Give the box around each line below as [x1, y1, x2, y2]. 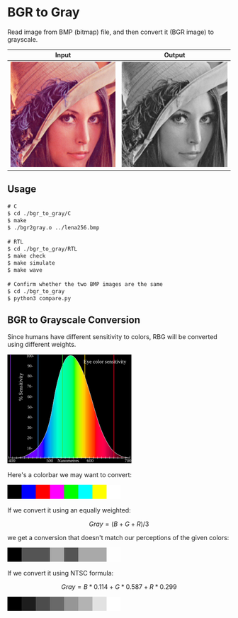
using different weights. [7, 341, 76, 349]
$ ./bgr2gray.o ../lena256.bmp [7, 224, 100, 231]
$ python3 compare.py [7, 294, 72, 302]
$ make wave [7, 266, 42, 273]
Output [164, 51, 186, 59]
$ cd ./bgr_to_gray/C [7, 210, 72, 217]
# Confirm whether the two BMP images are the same [7, 280, 163, 287]
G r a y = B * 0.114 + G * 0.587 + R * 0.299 [61, 583, 177, 591]
